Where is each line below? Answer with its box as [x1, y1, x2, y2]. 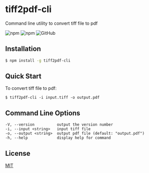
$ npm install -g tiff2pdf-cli [5, 58, 71, 63]
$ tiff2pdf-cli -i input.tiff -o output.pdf [5, 95, 100, 100]
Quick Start [5, 72, 42, 81]
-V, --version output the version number [5, 122, 113, 127]
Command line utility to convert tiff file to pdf [5, 20, 98, 26]
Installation [5, 44, 41, 53]
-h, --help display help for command [5, 135, 111, 141]
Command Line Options [5, 108, 80, 117]
